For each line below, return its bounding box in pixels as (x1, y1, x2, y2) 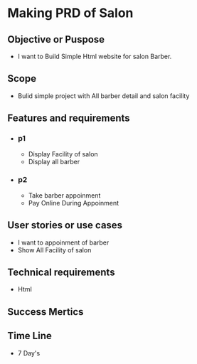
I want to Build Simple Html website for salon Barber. (17, 52, 172, 60)
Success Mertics (7, 306, 84, 318)
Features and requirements (7, 112, 130, 124)
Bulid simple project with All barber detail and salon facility (17, 91, 190, 100)
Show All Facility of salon (17, 245, 92, 254)
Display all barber (28, 157, 80, 166)
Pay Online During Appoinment (28, 198, 119, 207)
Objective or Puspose (7, 33, 105, 45)
